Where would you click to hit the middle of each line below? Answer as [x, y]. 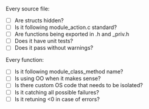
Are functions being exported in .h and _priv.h [72, 34]
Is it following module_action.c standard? [65, 27]
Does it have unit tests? [44, 41]
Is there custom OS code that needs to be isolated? [79, 85]
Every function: [25, 60]
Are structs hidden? [39, 20]
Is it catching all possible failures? [57, 92]
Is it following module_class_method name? [69, 71]
